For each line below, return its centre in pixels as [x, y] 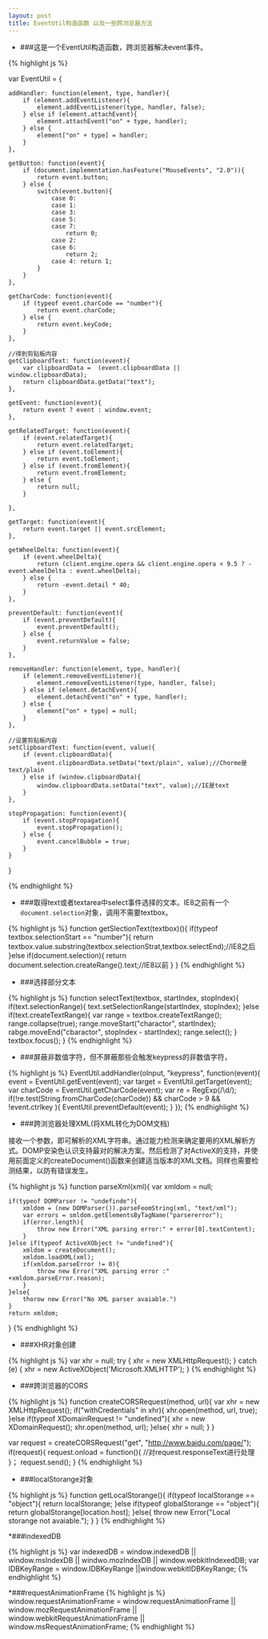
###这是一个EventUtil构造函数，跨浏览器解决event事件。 [114, 47]
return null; [59, 487]
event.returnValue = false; [84, 641]
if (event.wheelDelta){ [62, 557]
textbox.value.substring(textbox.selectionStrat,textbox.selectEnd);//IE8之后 [132, 946]
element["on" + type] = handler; [93, 135]
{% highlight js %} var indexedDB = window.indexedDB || [102, 1551]
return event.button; [73, 177]
